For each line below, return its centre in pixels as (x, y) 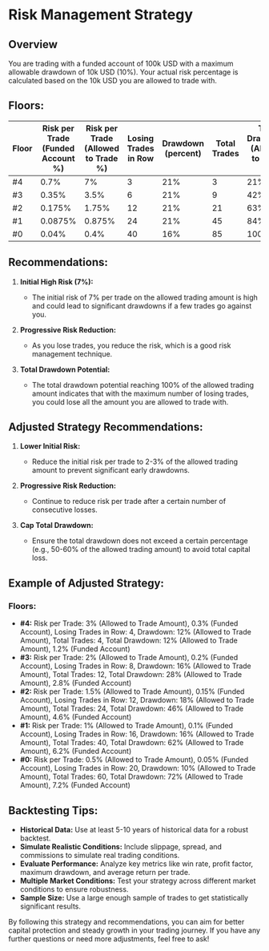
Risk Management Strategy (101, 15)
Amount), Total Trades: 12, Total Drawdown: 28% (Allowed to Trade (131, 675)
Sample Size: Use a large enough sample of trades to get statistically (134, 897)
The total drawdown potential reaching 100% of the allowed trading (143, 385)
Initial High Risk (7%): (56, 281)
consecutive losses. (64, 510)
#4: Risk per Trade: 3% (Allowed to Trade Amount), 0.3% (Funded (129, 623)
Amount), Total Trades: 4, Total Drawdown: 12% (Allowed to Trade (128, 641)
